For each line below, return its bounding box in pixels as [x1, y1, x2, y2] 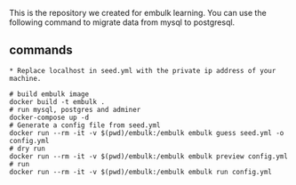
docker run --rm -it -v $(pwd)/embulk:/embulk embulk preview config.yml [9, 151, 289, 161]
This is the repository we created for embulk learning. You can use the [9, 8, 267, 18]
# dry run [9, 144, 46, 153]
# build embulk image [9, 89, 90, 99]
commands [9, 43, 73, 58]
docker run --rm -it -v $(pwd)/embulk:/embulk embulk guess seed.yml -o [9, 128, 284, 137]
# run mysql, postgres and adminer [9, 105, 141, 114]
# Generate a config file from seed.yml [9, 120, 162, 130]
